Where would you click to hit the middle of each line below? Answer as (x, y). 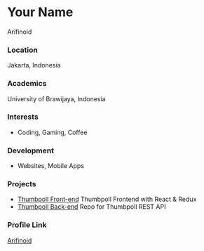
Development (31, 150)
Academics (27, 84)
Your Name (40, 12)
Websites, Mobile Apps (51, 166)
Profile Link (27, 225)
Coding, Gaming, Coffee (52, 132)
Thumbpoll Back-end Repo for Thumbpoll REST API (91, 207)
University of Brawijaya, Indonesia (56, 98)
